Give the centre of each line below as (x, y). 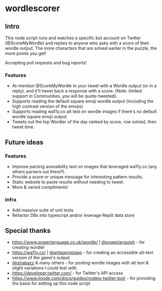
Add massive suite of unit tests (43, 210)
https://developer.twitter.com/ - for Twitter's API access (67, 273)
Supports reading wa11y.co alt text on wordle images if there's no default (84, 111)
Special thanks (28, 230)
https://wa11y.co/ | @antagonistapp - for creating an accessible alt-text (83, 253)
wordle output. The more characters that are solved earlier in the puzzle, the (81, 48)
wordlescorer (33, 8)
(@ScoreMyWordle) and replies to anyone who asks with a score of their (77, 43)
